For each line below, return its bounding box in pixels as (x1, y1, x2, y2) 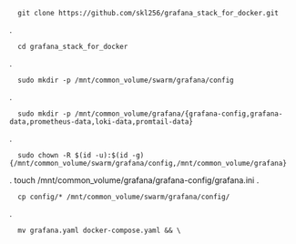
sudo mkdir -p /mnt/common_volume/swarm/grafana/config (17, 76, 234, 85)
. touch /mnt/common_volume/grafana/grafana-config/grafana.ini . (9, 175, 260, 186)
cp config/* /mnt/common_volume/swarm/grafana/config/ (17, 192, 230, 201)
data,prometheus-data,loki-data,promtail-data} (9, 117, 194, 127)
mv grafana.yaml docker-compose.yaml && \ (17, 226, 181, 235)
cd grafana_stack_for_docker (17, 42, 128, 51)
